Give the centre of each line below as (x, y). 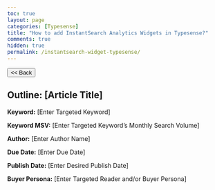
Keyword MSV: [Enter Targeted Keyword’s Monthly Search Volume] (103, 125)
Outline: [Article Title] (55, 95)
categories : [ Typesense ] (43, 26)
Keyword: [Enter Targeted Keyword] (59, 112)
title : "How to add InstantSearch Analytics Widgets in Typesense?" (108, 33)
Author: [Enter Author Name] (49, 138)
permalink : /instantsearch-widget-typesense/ (74, 53)
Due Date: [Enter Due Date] (46, 152)
